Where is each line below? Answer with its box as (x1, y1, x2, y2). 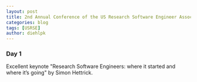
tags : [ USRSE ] (6, 25, 41, 31)
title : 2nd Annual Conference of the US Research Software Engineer (6, 14, 177, 20)
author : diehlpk (6, 30, 46, 36)
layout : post (6, 8, 38, 15)
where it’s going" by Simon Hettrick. (6, 69, 93, 76)
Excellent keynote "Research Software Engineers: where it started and (6, 63, 176, 70)
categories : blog (6, 19, 49, 25)
